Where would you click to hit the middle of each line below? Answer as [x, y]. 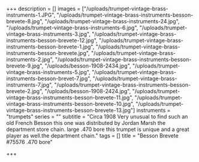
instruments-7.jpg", [29, 85]
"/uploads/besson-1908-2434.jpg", [88, 66]
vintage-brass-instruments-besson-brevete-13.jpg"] [71, 110]
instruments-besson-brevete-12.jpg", [52, 40]
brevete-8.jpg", [25, 21]
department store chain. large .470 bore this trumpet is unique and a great [98, 129]
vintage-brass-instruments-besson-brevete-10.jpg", [70, 104]
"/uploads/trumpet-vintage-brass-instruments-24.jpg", [112, 21]
